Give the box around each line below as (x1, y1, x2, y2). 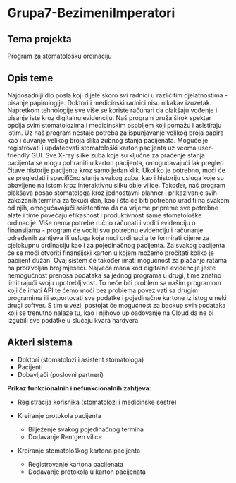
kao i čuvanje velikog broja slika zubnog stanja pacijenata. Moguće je (7, 136, 209, 144)
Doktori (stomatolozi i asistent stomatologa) (17, 355, 144, 364)
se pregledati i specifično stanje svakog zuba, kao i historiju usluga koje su (7, 173, 224, 181)
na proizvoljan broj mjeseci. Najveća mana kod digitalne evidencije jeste (7, 263, 216, 272)
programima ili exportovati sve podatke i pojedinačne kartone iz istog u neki (7, 293, 227, 302)
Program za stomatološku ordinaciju (7, 52, 112, 60)
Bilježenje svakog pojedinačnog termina (27, 425, 144, 434)
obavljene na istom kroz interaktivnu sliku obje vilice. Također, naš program (7, 181, 225, 189)
